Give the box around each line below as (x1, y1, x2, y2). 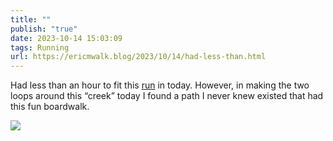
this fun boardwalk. (10, 101, 90, 113)
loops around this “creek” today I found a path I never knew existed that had (10, 90, 324, 102)
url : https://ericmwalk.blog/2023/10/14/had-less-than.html (10, 52, 267, 62)
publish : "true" (10, 24, 78, 34)
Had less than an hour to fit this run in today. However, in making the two (10, 79, 310, 91)
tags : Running (10, 42, 70, 53)
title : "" (10, 14, 52, 25)
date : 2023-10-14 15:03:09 (10, 33, 123, 43)
